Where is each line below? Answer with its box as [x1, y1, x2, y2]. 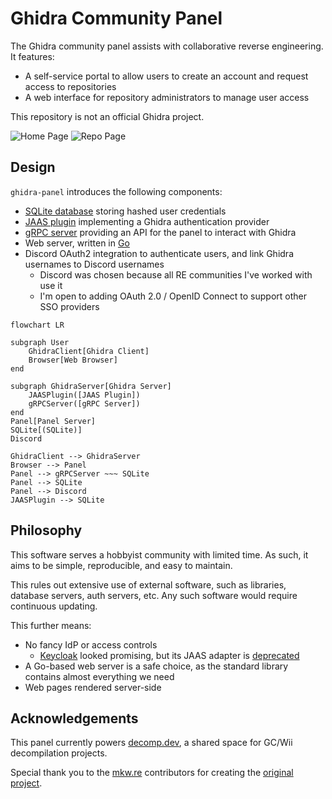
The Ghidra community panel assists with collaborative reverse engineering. [10, 40, 324, 52]
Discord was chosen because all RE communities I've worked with [39, 268, 313, 281]
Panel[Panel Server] [10, 416, 97, 426]
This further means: [10, 619, 92, 631]
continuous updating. [10, 600, 98, 612]
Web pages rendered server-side [24, 681, 162, 693]
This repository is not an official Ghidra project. [10, 110, 205, 122]
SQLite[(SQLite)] [10, 425, 83, 435]
